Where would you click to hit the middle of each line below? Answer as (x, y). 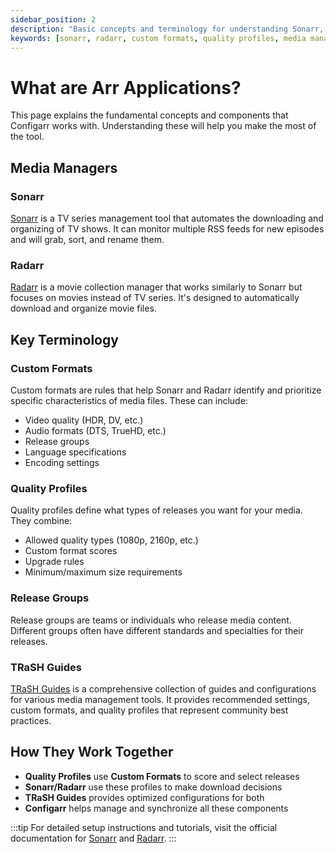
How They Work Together (92, 752)
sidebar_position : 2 (53, 19)
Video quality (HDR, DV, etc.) (84, 420)
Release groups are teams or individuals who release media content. (151, 620)
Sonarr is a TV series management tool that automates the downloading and (167, 218)
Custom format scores (71, 551)
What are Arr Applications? (126, 87)
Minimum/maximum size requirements (103, 572)
